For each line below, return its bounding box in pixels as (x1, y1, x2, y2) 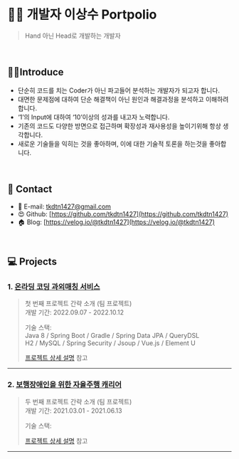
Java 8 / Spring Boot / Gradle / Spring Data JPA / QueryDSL (24, 332, 200, 340)
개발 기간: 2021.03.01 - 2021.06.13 (24, 406, 122, 415)
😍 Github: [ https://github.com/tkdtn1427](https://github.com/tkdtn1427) (17, 209, 229, 218)
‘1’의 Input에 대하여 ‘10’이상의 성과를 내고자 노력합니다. (17, 112, 170, 121)
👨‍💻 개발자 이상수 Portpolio (7, 6, 157, 23)
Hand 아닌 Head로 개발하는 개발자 (24, 31, 121, 40)
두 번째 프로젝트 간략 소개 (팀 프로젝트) (24, 397, 132, 406)
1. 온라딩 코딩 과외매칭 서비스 (7, 282, 101, 292)
